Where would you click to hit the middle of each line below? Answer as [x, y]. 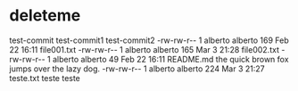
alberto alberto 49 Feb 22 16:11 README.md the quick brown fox [170, 59]
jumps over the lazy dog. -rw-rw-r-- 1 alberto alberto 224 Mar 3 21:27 [137, 69]
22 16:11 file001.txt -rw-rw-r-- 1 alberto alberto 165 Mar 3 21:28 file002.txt [144, 49]
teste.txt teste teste [45, 78]
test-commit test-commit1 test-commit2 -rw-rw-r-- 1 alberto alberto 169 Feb [149, 40]
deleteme [45, 16]
